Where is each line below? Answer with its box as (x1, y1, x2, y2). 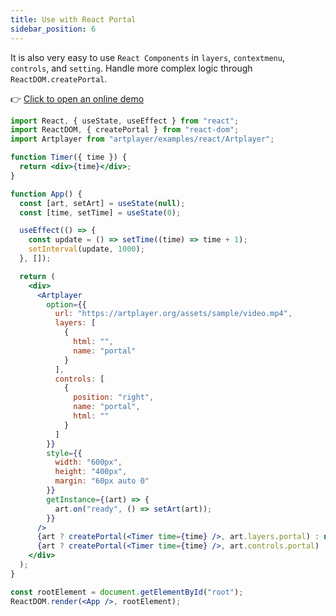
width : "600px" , (54, 457, 123, 468)
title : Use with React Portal (10, 14, 137, 25)
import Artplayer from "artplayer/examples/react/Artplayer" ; (10, 134, 275, 145)
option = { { (46, 299, 87, 310)
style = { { (46, 448, 83, 458)
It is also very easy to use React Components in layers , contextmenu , (10, 51, 285, 63)
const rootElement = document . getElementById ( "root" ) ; (10, 587, 244, 597)
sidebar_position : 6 (10, 24, 97, 34)
